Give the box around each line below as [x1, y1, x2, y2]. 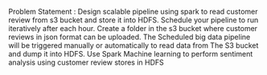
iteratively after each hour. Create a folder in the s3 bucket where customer [8, 24, 258, 33]
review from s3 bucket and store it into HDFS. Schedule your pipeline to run [8, 15, 259, 25]
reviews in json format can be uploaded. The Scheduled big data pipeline [8, 32, 251, 41]
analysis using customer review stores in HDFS [8, 57, 165, 67]
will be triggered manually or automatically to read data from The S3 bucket [8, 41, 259, 50]
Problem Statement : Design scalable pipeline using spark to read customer [8, 7, 258, 16]
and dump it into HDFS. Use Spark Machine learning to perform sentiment [8, 49, 253, 58]
